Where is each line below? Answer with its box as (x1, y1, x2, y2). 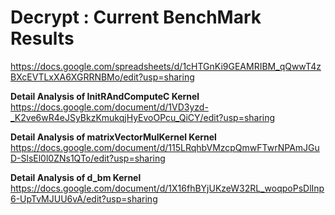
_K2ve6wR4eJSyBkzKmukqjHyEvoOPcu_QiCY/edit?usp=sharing (10, 111, 276, 123)
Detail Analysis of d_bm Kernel (10, 171, 142, 183)
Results (10, 27, 75, 50)
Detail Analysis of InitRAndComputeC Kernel (10, 90, 200, 102)
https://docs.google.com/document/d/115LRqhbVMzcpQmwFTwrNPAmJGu (10, 141, 320, 153)
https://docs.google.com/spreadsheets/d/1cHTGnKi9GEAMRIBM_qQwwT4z (10, 60, 322, 72)
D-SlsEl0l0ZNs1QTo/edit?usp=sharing (10, 152, 166, 164)
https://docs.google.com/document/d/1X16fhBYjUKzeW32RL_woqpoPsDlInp (10, 182, 325, 194)
